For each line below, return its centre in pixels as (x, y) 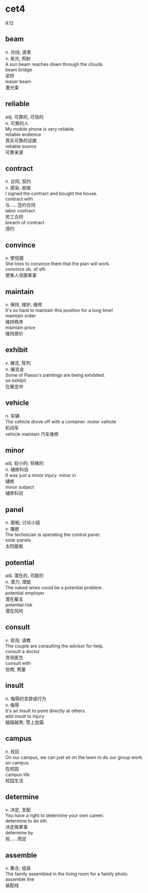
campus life (18, 775)
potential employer (25, 593)
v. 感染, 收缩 (18, 188)
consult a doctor (22, 651)
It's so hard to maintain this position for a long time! (59, 310)
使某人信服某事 (21, 275)
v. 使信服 (15, 258)
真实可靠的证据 (21, 140)
